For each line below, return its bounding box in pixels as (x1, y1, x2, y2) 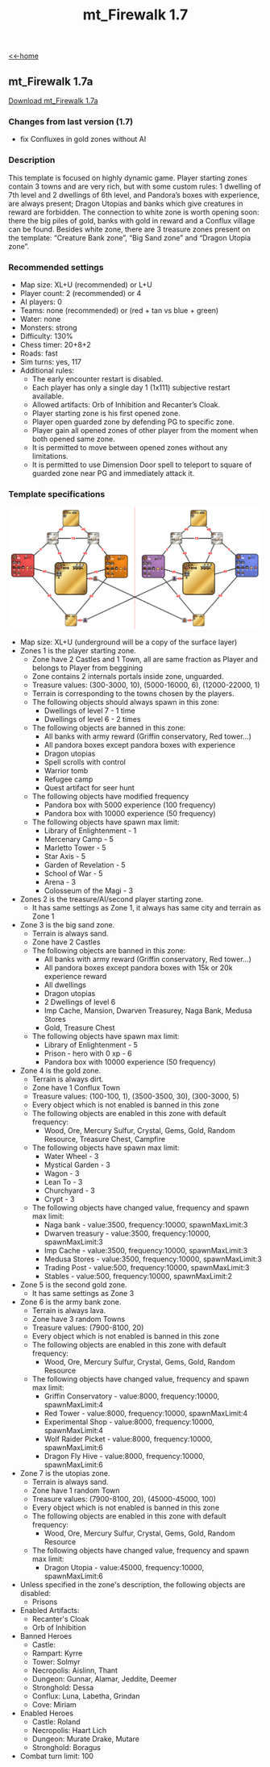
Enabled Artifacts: (19, 1605, 80, 1615)
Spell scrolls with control (44, 756, 127, 767)
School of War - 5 (44, 869, 103, 878)
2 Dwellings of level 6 (44, 997, 116, 1006)
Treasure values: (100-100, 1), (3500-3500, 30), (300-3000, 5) (31, 1091, 240, 1101)
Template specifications (8, 488, 106, 499)
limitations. (31, 451, 69, 461)
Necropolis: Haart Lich (31, 1725, 107, 1735)
